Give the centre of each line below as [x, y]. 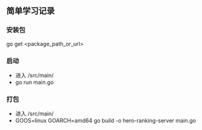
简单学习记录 [31, 11]
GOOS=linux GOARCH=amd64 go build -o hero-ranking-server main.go [106, 121]
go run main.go [34, 82]
